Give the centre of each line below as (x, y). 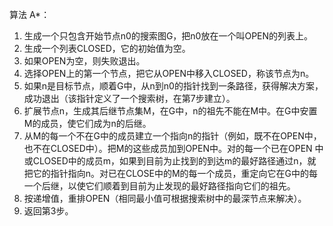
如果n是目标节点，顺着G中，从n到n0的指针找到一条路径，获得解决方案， (173, 86)
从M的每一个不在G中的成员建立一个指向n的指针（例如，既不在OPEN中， (172, 136)
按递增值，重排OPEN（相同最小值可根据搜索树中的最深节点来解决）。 (165, 198)
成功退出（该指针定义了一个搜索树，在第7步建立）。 (129, 98)
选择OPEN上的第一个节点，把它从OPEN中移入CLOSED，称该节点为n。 (169, 73)
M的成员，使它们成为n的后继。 (87, 123)
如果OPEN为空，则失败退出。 (84, 61)
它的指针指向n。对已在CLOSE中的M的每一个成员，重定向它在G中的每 (175, 173)
